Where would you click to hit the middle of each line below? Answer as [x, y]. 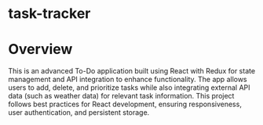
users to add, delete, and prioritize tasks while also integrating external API [129, 87]
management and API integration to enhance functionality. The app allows [128, 80]
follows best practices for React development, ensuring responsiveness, [125, 104]
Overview [40, 50]
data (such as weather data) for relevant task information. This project [121, 96]
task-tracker [49, 14]
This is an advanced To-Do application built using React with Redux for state [132, 71]
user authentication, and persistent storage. [79, 112]
